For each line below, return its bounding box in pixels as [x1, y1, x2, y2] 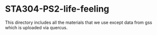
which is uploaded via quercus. [5, 24, 68, 30]
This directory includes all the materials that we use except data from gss [5, 19, 153, 25]
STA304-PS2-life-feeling [5, 3, 110, 15]
